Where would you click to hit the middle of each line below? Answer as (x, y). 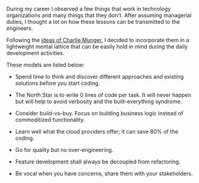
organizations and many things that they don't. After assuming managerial (99, 15)
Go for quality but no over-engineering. (64, 150)
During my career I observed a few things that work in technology (89, 9)
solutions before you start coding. (58, 83)
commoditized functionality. (50, 120)
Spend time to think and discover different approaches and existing (100, 77)
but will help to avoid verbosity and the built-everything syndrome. (99, 101)
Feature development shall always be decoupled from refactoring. (98, 162)
